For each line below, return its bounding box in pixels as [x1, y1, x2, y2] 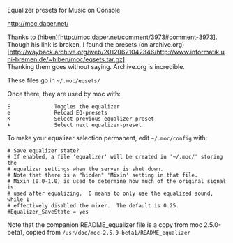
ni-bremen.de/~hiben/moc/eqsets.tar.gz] [7, 55, 126, 64]
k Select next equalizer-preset [7, 121, 142, 128]
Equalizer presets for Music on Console [7, 6, 121, 14]
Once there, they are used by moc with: [7, 90, 121, 98]
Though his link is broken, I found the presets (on [7, 40, 149, 48]
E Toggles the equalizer [7, 103, 120, 110]
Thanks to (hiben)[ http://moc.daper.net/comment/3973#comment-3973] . [7, 33, 218, 41]
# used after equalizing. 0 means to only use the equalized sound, [7, 190, 214, 197]
